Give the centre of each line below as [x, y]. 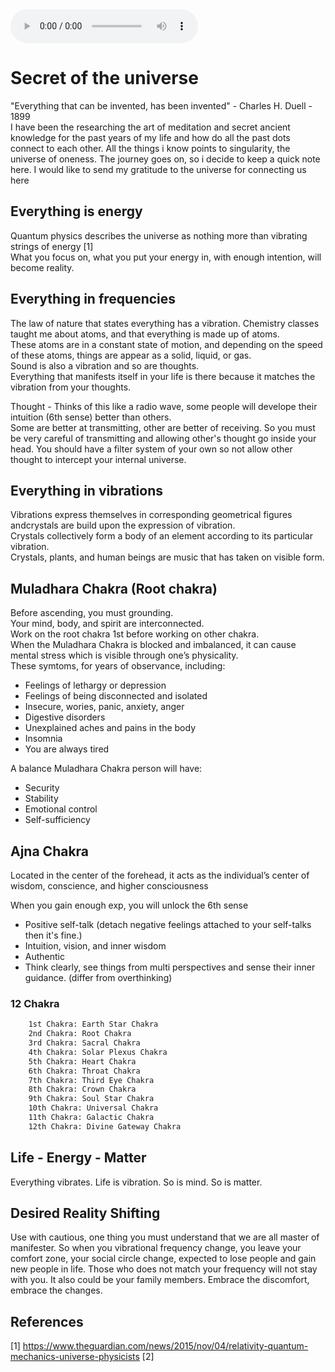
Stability [41, 799]
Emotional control [61, 809]
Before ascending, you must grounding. [92, 613]
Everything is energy [76, 211]
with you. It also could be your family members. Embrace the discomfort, [160, 1280]
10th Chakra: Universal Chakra [93, 1108]
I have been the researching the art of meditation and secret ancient [150, 127]
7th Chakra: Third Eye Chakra [91, 1080]
